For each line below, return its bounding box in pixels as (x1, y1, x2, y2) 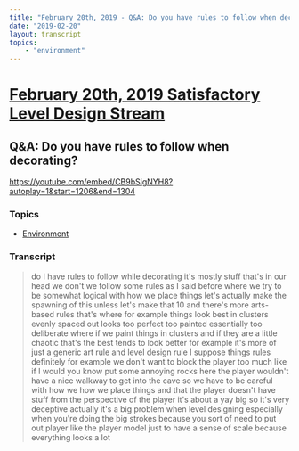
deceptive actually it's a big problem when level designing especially (30, 403, 283, 414)
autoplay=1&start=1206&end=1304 (9, 186, 136, 197)
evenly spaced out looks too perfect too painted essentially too (30, 318, 263, 329)
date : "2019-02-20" (9, 21, 82, 30)
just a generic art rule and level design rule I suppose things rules (30, 347, 271, 357)
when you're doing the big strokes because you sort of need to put (30, 413, 277, 423)
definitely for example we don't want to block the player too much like (30, 356, 287, 366)
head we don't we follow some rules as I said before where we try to (30, 280, 282, 291)
